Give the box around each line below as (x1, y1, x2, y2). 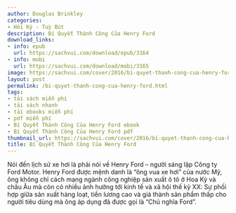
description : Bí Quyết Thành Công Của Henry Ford (7, 30, 156, 37)
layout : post (7, 75, 46, 83)
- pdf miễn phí (7, 115, 52, 122)
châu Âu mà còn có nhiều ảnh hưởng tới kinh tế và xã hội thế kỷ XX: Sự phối (7, 183, 227, 191)
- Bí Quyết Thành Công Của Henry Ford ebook (7, 121, 140, 129)
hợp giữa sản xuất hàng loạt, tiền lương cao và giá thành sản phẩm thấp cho (7, 191, 227, 199)
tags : (7, 89, 23, 96)
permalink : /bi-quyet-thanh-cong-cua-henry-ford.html (7, 82, 169, 89)
